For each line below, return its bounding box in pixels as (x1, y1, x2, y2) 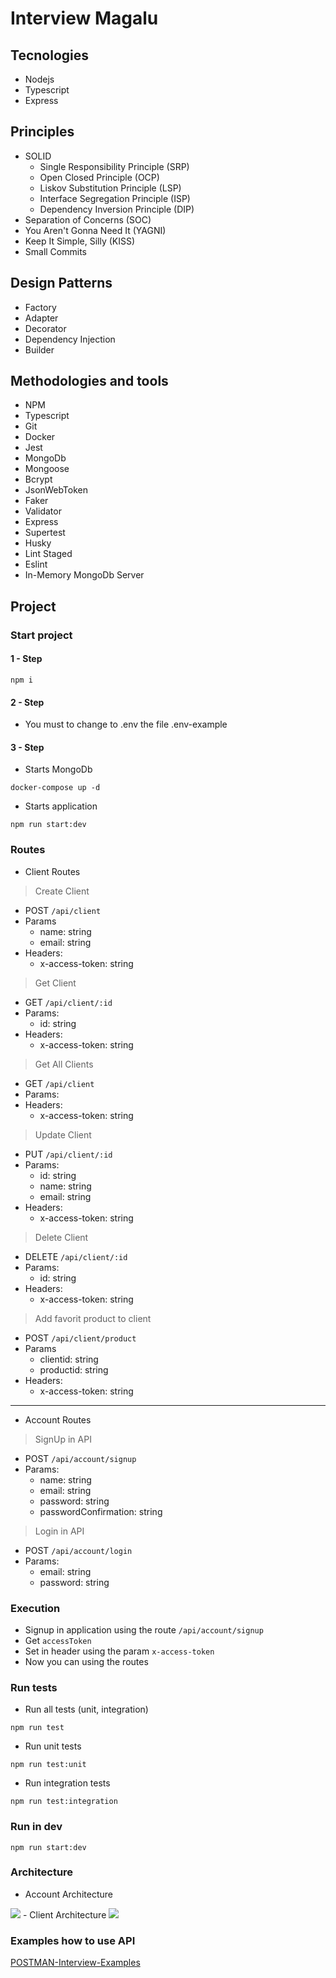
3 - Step (10, 741, 45, 753)
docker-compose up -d (10, 783, 101, 793)
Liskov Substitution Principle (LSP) (39, 182, 182, 194)
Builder (24, 343, 55, 356)
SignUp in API (34, 1433, 92, 1445)
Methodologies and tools (10, 373, 169, 390)
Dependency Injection (24, 333, 116, 345)
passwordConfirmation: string (39, 1505, 163, 1517)
